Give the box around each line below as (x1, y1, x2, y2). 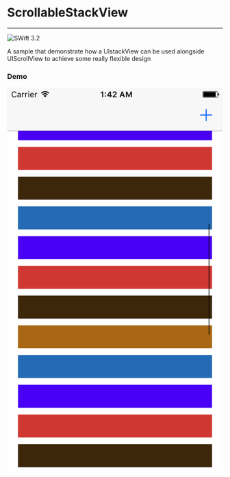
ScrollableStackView (7, 5, 129, 21)
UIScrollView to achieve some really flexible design (7, 54, 151, 62)
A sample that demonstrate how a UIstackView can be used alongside (7, 47, 205, 56)
